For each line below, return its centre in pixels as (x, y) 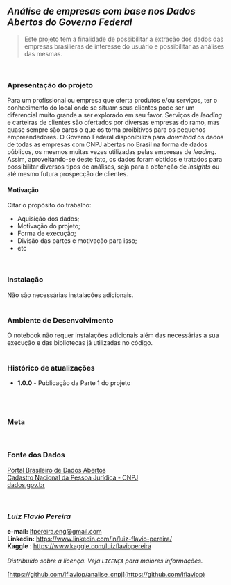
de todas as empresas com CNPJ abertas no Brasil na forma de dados (108, 144)
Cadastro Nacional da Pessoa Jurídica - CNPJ (73, 477)
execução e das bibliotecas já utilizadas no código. (80, 342)
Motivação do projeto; (49, 226)
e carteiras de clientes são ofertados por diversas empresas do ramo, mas (113, 122)
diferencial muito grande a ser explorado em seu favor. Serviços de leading (115, 115)
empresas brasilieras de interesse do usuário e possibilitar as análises (124, 46)
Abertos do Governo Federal (70, 23)
